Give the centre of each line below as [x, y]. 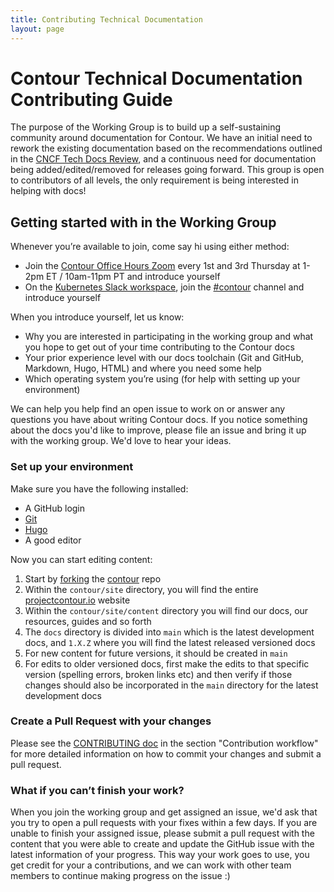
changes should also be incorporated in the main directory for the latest [171, 685]
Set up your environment [72, 467]
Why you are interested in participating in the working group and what [169, 337]
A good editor [53, 540]
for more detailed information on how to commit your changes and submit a [166, 753]
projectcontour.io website [77, 600]
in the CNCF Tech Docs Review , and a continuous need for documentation [163, 159]
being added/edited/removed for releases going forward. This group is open [167, 170]
